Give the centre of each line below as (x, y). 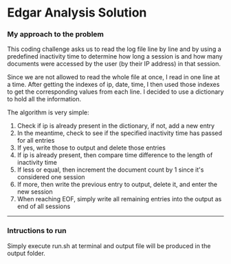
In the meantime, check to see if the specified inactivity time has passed (119, 133)
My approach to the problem (56, 34)
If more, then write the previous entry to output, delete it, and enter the (117, 185)
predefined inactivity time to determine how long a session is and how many (115, 57)
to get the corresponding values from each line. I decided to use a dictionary (115, 92)
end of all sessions (44, 206)
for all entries (36, 141)
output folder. (26, 253)
